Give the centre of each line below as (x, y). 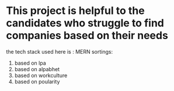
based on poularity (37, 81)
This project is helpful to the (75, 11)
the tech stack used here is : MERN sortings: (59, 51)
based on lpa (30, 63)
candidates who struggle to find (85, 23)
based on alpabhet (37, 69)
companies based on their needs (87, 36)
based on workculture (41, 75)
